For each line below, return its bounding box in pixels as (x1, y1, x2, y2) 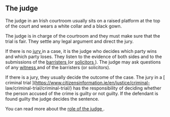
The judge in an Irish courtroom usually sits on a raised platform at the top (5, 17, 160, 23)
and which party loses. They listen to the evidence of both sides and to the (5, 53, 162, 60)
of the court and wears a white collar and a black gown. (5, 23, 122, 29)
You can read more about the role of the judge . (5, 105, 105, 111)
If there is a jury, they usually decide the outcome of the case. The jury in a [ (5, 74, 165, 80)
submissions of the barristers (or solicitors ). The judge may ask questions (5, 58, 161, 65)
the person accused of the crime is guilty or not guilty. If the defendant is (5, 90, 159, 96)
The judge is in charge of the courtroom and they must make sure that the (5, 33, 160, 39)
